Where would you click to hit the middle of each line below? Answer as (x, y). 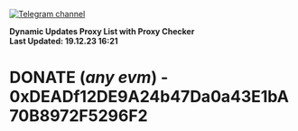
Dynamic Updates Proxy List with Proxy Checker (102, 31)
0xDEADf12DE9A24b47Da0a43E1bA (149, 97)
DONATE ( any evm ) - (89, 78)
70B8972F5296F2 (79, 116)
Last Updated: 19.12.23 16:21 (64, 41)
